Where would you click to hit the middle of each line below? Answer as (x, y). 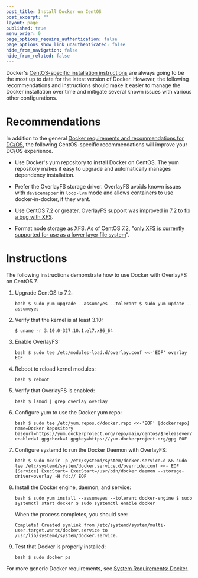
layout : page (22, 23)
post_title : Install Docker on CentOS (54, 12)
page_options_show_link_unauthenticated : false (66, 45)
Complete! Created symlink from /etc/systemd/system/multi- (90, 525)
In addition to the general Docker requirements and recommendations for (95, 138)
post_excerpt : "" (27, 17)
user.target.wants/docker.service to (61, 530)
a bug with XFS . (34, 216)
